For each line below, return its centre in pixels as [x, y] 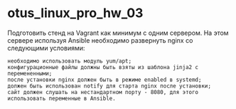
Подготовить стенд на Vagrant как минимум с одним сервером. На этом [118, 33]
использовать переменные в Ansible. [61, 98]
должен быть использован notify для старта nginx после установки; [109, 86]
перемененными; [30, 73]
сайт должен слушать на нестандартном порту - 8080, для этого [103, 92]
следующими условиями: [46, 48]
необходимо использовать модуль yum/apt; [70, 61]
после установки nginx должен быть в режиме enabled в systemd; [104, 80]
